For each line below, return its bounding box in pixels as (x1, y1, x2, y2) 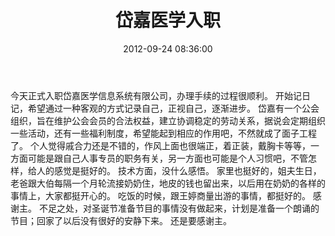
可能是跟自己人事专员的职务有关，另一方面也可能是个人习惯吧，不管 (27, 152, 308, 164)
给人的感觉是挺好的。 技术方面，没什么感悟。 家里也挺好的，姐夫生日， (27, 164, 322, 176)
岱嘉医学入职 (114, 9, 221, 32)
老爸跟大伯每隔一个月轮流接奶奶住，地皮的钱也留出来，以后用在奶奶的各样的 (10, 177, 326, 189)
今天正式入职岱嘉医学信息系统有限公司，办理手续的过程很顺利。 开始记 (10, 89, 302, 101)
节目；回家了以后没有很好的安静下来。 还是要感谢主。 (10, 214, 232, 226)
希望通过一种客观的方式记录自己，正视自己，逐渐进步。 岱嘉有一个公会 (27, 102, 320, 114)
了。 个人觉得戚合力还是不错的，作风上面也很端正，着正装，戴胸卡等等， (10, 139, 311, 151)
